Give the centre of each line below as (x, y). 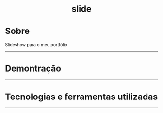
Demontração (33, 69)
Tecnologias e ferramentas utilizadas (81, 97)
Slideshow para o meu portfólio (36, 45)
